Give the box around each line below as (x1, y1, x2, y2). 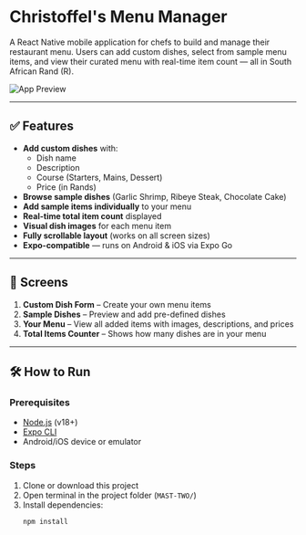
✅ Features (9, 119, 75, 134)
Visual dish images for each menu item (22, 220, 171, 231)
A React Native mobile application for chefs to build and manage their (9, 37, 270, 47)
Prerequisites (9, 395, 70, 408)
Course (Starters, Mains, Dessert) (36, 172, 163, 183)
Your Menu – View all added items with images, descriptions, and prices (22, 318, 294, 330)
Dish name (36, 152, 77, 163)
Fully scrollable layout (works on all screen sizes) (22, 230, 211, 241)
